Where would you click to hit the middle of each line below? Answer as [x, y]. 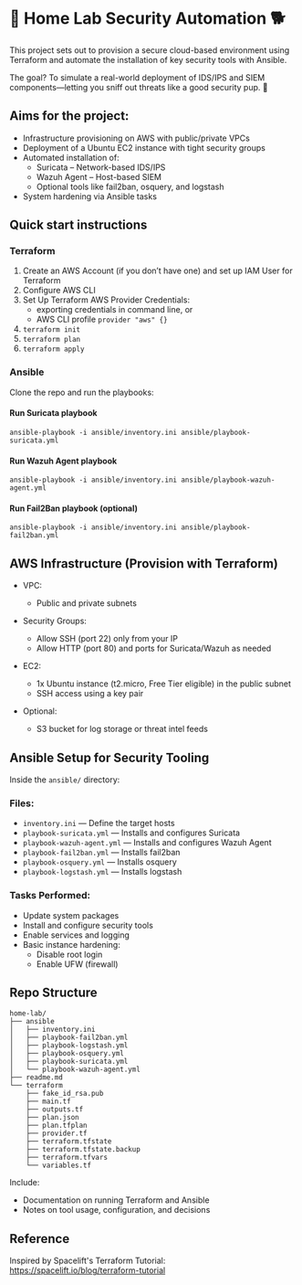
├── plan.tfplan [57, 1126]
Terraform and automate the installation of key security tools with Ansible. [148, 59]
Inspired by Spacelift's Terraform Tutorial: [88, 1261]
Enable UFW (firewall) [77, 964]
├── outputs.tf [55, 1110]
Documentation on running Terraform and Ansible [116, 1200]
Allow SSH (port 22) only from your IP [107, 639]
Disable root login [69, 954]
